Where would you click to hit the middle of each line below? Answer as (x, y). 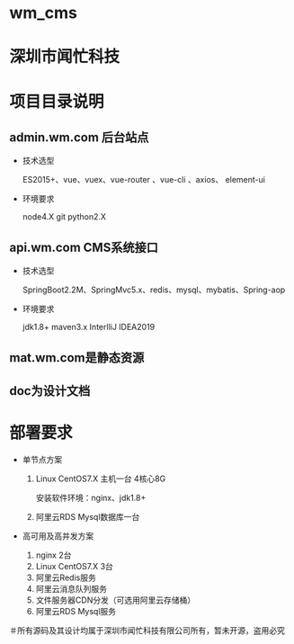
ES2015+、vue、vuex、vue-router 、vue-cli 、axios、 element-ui (143, 180)
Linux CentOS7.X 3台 (75, 566)
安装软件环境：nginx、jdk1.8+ (91, 497)
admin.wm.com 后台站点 (79, 137)
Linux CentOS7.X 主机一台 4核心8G (101, 479)
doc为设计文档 (50, 391)
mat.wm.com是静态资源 (77, 358)
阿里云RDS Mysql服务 (76, 611)
